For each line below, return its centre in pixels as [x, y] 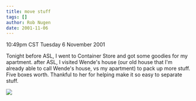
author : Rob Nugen [28, 22]
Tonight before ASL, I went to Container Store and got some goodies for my [97, 56]
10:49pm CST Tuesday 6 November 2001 [56, 45]
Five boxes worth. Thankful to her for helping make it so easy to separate [94, 75]
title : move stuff [28, 11]
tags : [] [17, 17]
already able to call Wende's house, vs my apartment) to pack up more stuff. [98, 69]
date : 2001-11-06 [27, 28]
